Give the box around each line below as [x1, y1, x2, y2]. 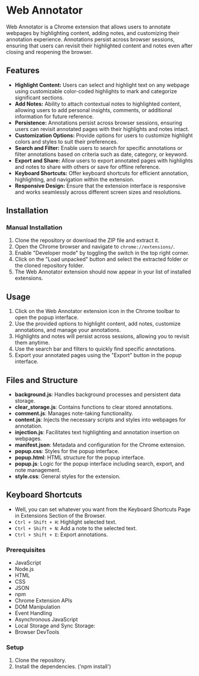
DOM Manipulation [14, 603, 61, 611]
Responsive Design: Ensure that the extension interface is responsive [14, 182, 186, 189]
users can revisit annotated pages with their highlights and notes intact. [14, 125, 190, 132]
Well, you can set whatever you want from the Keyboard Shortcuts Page [14, 505, 191, 513]
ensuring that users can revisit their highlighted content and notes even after [6, 42, 193, 49]
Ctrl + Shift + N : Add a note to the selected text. [14, 524, 137, 531]
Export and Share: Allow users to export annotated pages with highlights [14, 157, 193, 164]
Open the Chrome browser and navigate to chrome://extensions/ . [14, 243, 175, 250]
